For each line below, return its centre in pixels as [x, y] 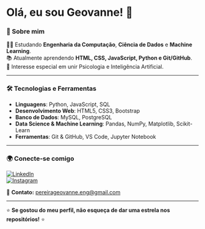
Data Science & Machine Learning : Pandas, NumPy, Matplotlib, [95, 124]
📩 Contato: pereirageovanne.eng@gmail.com [63, 192]
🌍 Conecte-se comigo [40, 158]
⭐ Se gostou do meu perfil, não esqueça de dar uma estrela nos [88, 210]
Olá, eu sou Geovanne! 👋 [70, 12]
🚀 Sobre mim [25, 32]
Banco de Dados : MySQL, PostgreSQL [63, 117]
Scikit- [184, 124]
